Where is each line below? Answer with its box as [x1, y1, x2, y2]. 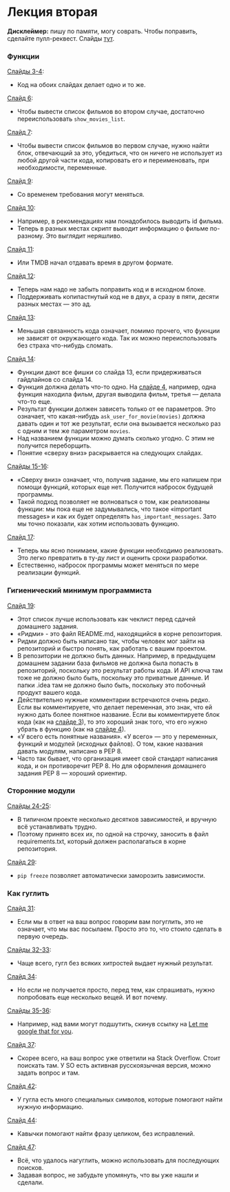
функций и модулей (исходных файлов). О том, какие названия [17, 740, 203, 748]
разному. [17, 232, 45, 240]
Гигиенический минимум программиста [7, 586, 152, 595]
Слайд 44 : [7, 1116, 38, 1124]
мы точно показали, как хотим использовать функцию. [17, 519, 180, 528]
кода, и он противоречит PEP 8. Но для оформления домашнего [17, 761, 207, 770]
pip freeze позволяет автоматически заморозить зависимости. [17, 871, 205, 879]
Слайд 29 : [7, 858, 37, 866]
